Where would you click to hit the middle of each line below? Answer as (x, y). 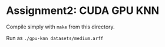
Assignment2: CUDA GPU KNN (83, 11)
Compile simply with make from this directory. (60, 27)
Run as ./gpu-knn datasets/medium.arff (55, 38)
